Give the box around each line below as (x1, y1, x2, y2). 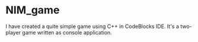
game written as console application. (22, 29, 112, 36)
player (5, 29, 21, 36)
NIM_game (5, 3, 60, 17)
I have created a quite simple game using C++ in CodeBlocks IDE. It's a (5, 23, 179, 30)
